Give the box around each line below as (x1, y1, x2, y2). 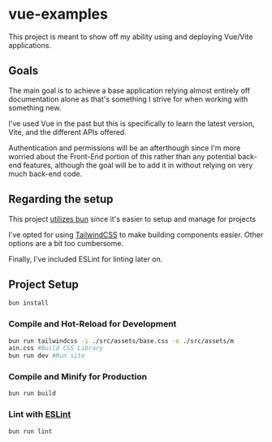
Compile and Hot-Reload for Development (8, 318, 177, 330)
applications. (8, 40, 51, 50)
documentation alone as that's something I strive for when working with (8, 94, 248, 104)
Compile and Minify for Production (8, 371, 148, 383)
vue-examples (8, 5, 108, 24)
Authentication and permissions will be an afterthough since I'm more (8, 143, 241, 153)
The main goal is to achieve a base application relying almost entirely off (8, 85, 250, 95)
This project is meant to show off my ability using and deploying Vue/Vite (8, 32, 253, 41)
